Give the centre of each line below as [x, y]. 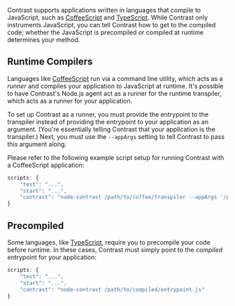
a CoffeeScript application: [46, 165]
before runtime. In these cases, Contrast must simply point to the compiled [115, 250]
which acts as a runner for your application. [70, 101]
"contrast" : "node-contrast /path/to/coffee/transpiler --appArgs [119, 197]
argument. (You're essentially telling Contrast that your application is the [111, 129]
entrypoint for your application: [52, 257]
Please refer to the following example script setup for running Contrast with [116, 157]
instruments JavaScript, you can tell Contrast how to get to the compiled [112, 25]
